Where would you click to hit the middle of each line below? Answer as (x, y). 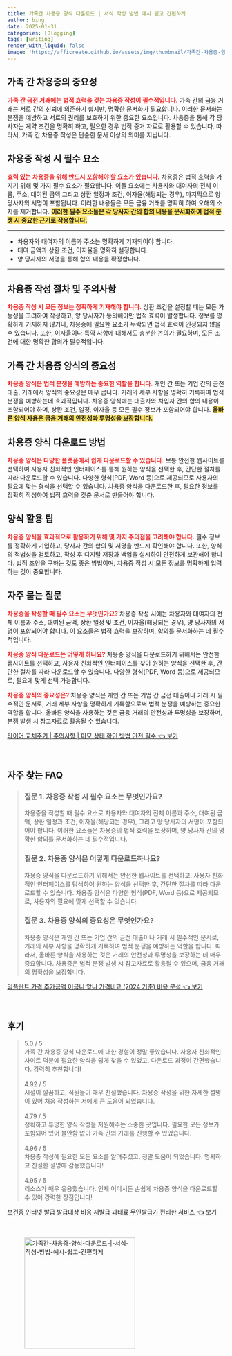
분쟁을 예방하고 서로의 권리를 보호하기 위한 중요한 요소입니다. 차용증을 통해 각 (111, 117)
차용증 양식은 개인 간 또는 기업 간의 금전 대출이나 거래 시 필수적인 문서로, (122, 937)
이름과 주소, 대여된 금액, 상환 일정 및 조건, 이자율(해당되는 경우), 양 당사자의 (116, 622)
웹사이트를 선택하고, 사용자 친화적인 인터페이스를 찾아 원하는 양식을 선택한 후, (111, 663)
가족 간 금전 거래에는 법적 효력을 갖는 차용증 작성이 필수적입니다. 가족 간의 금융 (112, 100)
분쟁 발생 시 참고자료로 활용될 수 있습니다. (63, 721)
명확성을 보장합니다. (58, 972)
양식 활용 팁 (30, 519)
